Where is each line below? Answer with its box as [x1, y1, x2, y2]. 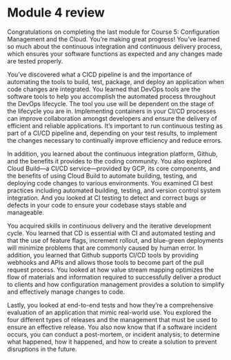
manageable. [7, 208, 45, 217]
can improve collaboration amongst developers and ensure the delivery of [7, 114, 217, 122]
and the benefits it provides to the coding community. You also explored [7, 157, 212, 165]
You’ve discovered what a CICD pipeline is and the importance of [7, 70, 192, 79]
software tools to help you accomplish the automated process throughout [7, 92, 216, 101]
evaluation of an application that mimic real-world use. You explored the [7, 308, 212, 317]
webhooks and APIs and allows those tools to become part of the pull [7, 258, 205, 266]
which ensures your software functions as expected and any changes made [7, 50, 223, 58]
